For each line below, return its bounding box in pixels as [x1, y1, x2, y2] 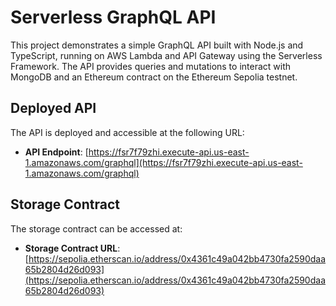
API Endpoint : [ [24, 146, 89, 158]
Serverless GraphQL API [10, 6, 217, 29]
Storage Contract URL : [24, 242, 121, 254]
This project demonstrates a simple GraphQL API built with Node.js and [10, 39, 304, 51]
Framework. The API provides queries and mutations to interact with [10, 60, 292, 72]
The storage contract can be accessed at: [10, 222, 183, 235]
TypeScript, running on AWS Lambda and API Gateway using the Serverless [10, 49, 323, 61]
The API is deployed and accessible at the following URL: [10, 126, 245, 138]
